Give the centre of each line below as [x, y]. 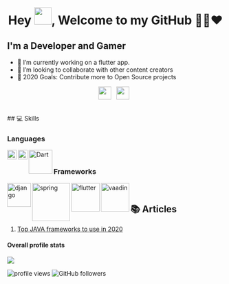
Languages [26, 139]
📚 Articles [154, 209]
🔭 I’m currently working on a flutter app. [73, 62]
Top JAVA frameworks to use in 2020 [70, 229]
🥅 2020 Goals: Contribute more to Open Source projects [97, 77]
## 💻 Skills [23, 118]
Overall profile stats [36, 245]
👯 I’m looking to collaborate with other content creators [95, 70]
